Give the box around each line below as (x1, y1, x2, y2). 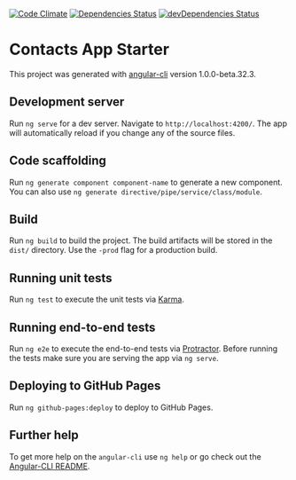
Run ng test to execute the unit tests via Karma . (9, 294, 184, 305)
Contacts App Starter (9, 40, 170, 59)
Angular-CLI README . (9, 460, 90, 471)
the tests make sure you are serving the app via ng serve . (9, 353, 219, 363)
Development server (9, 94, 125, 110)
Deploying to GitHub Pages (9, 378, 161, 394)
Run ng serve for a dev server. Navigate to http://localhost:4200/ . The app (9, 118, 288, 129)
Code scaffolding (9, 153, 106, 169)
